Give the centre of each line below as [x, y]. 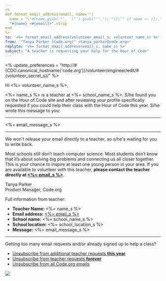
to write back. [19, 144]
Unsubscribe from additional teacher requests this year [69, 253]
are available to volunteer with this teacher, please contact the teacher [78, 169]
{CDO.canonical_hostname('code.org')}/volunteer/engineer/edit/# [72, 70]
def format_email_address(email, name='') [49, 14]
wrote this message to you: [33, 110]
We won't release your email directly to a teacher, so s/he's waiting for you [81, 139]
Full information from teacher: [35, 199]
